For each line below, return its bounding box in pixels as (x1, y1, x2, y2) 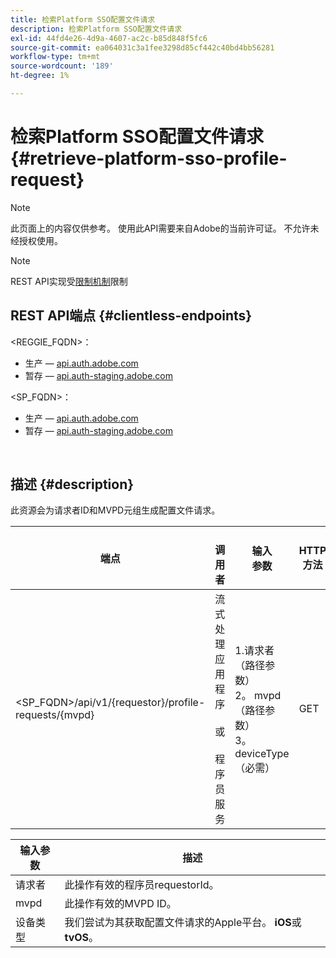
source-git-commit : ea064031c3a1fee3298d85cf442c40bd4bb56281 (10, 42, 275, 53)
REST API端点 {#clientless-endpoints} (10, 307, 253, 325)
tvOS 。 (64, 931, 100, 945)
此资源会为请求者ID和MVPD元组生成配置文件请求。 (10, 504, 221, 516)
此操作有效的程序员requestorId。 (64, 878, 220, 892)
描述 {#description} (10, 476, 135, 493)
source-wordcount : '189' (10, 61, 114, 71)
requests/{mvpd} (15, 708, 95, 722)
